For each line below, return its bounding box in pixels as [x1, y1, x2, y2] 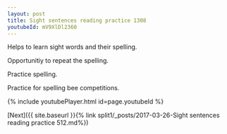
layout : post [7, 10, 46, 18]
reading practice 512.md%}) [7, 118, 89, 127]
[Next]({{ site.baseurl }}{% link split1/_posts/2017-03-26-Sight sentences [7, 111, 220, 120]
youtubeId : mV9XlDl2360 [7, 23, 78, 30]
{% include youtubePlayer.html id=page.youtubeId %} [7, 97, 164, 106]
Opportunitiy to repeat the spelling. [7, 56, 109, 65]
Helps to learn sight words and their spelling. [7, 43, 137, 51]
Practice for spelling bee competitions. [7, 84, 120, 92]
